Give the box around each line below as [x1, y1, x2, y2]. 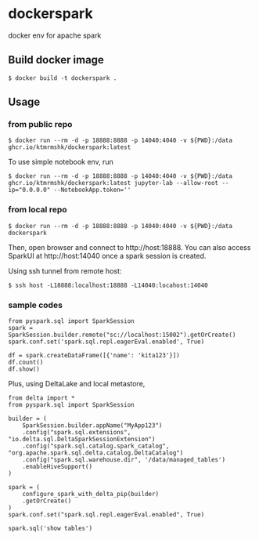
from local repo [8, 205, 68, 216]
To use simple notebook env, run [8, 158, 113, 167]
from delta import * [8, 394, 76, 402]
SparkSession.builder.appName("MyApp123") [22, 422, 163, 429]
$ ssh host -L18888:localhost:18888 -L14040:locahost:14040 [8, 281, 209, 289]
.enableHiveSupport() [22, 463, 92, 471]
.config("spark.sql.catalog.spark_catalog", [22, 442, 170, 451]
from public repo [8, 119, 73, 130]
